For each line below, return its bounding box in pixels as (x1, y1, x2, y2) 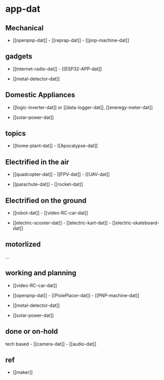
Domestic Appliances (5, 91, 75, 99)
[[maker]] (12, 369, 33, 375)
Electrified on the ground (5, 196, 87, 205)
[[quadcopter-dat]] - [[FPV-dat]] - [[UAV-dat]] (12, 171, 110, 177)
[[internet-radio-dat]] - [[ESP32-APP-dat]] (12, 65, 102, 72)
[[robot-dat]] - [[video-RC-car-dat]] (12, 210, 88, 216)
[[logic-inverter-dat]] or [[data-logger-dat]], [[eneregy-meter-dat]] (12, 104, 153, 111)
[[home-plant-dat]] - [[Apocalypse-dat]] (12, 142, 98, 149)
